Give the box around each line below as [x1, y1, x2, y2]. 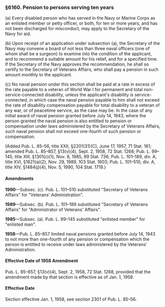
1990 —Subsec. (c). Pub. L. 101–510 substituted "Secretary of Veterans [5, 186, 148, 192]
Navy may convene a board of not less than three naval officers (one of [5, 46, 150, 52]
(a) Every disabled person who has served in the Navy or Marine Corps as [5, 15, 156, 21]
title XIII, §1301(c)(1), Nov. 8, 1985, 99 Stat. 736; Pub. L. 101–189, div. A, [14, 154, 157, 160]
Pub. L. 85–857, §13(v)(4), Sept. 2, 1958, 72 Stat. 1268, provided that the [5, 269, 151, 274]
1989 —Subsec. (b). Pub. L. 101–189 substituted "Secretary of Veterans [5, 201, 148, 207]
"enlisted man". [5, 221, 36, 227]
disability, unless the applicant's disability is [45, 92, 134, 98]
